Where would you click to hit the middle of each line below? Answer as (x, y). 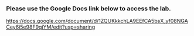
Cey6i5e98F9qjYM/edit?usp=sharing (51, 27)
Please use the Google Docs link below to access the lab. (89, 9)
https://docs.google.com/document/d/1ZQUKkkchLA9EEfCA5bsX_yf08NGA (97, 21)
